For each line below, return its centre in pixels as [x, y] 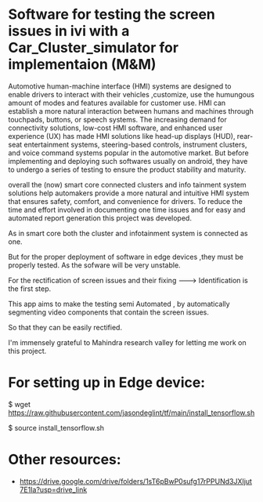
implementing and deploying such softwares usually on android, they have [128, 161]
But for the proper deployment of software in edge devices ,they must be [126, 256]
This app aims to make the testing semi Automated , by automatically [119, 304]
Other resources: [65, 460]
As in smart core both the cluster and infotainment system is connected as [128, 233]
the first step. [30, 289]
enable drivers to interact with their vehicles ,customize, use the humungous [131, 94]
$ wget [20, 404]
